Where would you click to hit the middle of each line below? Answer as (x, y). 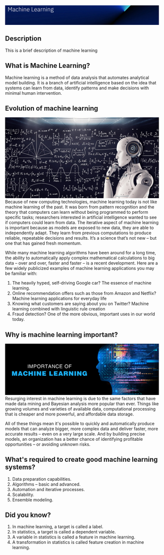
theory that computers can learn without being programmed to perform (77, 212)
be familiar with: (21, 273)
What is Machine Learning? (48, 66)
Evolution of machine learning (52, 108)
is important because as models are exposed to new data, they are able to (80, 228)
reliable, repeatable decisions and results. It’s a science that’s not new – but (81, 238)
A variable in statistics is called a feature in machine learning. (74, 537)
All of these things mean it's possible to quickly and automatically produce (80, 423)
